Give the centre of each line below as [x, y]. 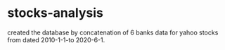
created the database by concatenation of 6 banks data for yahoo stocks [113, 32]
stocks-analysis [55, 13]
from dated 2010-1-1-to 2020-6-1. [56, 39]
